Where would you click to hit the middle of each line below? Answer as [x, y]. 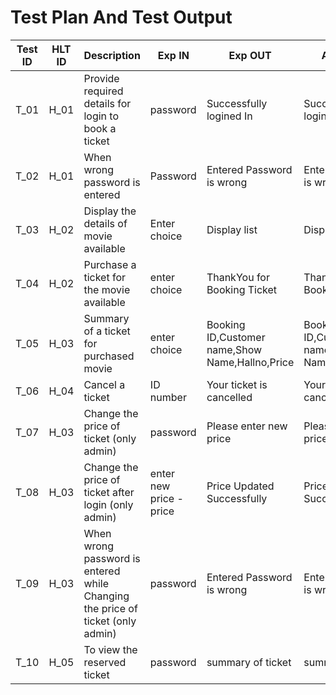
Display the [110, 211]
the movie [107, 289]
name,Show [234, 349]
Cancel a [104, 384]
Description [112, 55]
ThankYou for [238, 277]
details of [105, 223]
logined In [229, 116]
